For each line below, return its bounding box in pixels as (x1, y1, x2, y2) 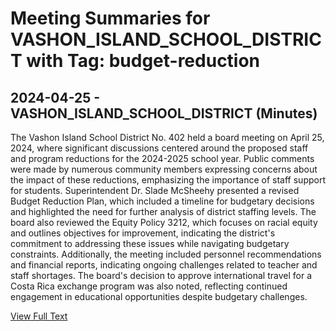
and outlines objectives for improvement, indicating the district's (10, 227, 276, 239)
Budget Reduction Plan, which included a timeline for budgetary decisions (10, 195, 315, 207)
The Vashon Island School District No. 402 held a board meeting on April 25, (10, 132, 325, 143)
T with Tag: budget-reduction (10, 50, 261, 72)
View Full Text (10, 310, 68, 322)
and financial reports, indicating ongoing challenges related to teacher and (10, 259, 318, 271)
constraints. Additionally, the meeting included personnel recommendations (10, 248, 322, 260)
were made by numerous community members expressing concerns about (10, 163, 318, 175)
